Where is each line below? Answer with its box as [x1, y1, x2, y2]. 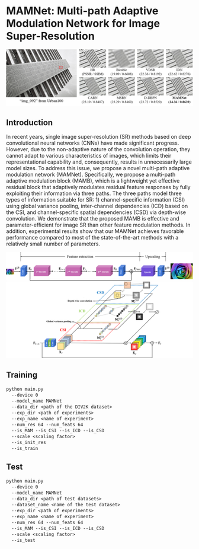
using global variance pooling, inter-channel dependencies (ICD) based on [6, 203, 188, 210]
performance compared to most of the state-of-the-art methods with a [6, 234, 179, 241]
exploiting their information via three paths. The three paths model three [6, 190, 182, 197]
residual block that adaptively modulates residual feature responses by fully [6, 184, 191, 191]
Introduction [6, 117, 53, 127]
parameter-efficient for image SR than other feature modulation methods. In [6, 221, 191, 229]
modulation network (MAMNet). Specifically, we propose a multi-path [6, 171, 176, 178]
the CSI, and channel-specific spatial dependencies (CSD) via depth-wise [6, 209, 187, 216]
